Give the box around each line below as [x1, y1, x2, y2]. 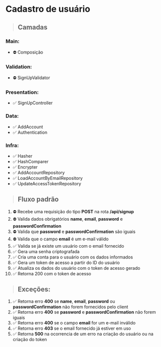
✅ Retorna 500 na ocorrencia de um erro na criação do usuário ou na [12, 331, 154, 337]
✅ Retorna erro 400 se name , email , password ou [12, 298, 115, 304]
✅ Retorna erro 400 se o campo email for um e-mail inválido [12, 319, 136, 325]
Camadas [17, 23, 48, 31]
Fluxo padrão [17, 195, 59, 203]
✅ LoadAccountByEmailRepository [12, 175, 83, 181]
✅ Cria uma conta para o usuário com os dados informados [12, 254, 133, 260]
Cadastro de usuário [5, 3, 90, 15]
